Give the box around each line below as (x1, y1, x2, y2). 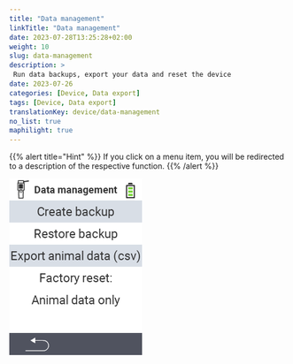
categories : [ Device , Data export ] (9, 88, 141, 97)
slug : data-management (9, 51, 93, 61)
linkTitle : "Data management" (9, 23, 121, 33)
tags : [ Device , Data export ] (9, 98, 117, 107)
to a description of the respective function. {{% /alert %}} (9, 161, 220, 171)
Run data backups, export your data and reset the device (12, 71, 232, 80)
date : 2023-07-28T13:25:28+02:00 (9, 33, 133, 42)
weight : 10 (9, 42, 50, 51)
